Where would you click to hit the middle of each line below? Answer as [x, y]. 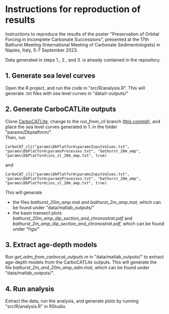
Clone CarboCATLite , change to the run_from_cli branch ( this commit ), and [83, 121]
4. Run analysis [30, 289]
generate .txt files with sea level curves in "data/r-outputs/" [67, 93]
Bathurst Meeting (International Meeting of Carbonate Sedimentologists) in [83, 44]
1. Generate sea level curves [50, 76]
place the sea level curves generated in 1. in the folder [61, 127]
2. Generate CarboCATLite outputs [61, 109]
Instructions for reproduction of [73, 9]
